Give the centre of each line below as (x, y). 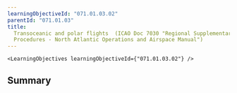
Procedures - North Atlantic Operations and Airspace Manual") (108, 40)
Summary (29, 80)
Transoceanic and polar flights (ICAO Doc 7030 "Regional (102, 33)
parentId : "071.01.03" (41, 20)
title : (17, 27)
